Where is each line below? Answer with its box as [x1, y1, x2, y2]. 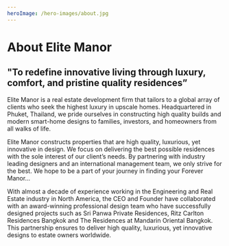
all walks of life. [7, 124, 51, 133]
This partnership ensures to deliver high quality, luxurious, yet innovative [7, 223, 213, 232]
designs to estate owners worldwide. [7, 230, 112, 239]
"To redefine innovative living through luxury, [7, 66, 206, 79]
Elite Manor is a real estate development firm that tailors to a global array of [7, 95, 220, 103]
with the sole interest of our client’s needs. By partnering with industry [7, 152, 206, 161]
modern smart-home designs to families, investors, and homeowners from [7, 117, 217, 125]
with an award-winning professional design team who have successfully [7, 202, 211, 210]
